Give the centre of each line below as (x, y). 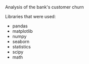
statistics (22, 47)
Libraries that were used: (30, 16)
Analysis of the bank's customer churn (44, 7)
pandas (20, 26)
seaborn (21, 42)
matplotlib (22, 31)
